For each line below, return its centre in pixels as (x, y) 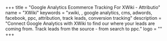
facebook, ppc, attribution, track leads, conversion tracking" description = (83, 18)
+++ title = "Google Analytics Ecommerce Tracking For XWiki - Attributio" (83, 7)
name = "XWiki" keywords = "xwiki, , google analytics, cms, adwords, (79, 13)
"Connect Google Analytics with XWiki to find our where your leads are (80, 23)
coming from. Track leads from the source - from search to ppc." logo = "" (84, 29)
